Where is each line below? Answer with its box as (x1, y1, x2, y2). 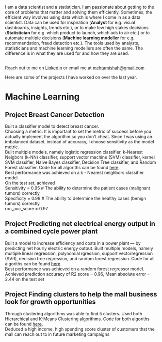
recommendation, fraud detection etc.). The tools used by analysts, (5, 40, 140, 46)
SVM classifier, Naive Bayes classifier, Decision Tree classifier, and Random (5, 159, 156, 165)
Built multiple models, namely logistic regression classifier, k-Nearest (5, 149, 143, 155)
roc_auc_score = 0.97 (5, 206, 49, 211)
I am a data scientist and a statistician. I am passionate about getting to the (5, 4, 154, 10)
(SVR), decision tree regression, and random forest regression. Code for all (5, 255, 155, 261)
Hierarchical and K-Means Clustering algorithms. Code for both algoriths (5, 316, 150, 322)
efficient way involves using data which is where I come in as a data (5, 15, 141, 20)
